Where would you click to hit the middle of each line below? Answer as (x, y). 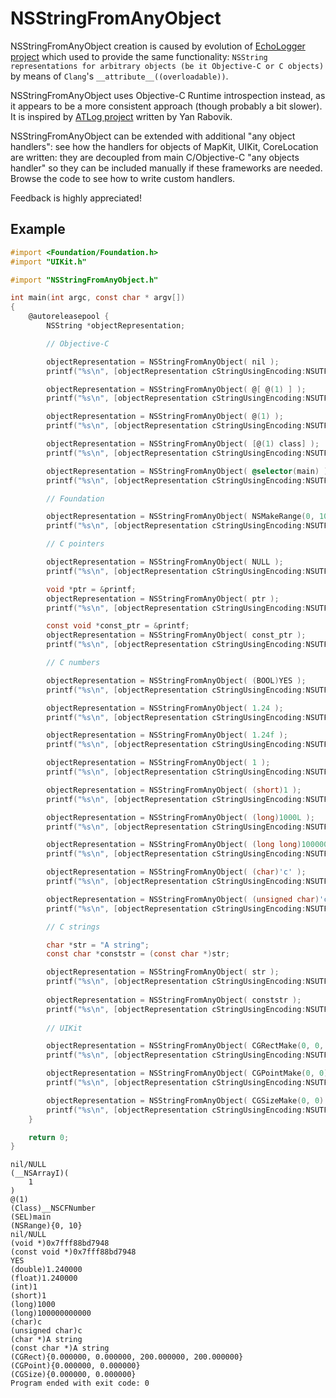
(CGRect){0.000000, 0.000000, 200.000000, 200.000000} (127, 1357)
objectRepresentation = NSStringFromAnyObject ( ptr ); (163, 598)
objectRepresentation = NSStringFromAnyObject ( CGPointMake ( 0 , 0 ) (187, 1073)
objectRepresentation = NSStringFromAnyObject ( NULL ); (165, 562)
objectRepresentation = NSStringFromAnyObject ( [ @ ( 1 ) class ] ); (183, 444)
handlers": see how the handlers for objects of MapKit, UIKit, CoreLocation (164, 146)
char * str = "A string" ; (98, 945)
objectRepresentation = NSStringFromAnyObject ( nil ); (163, 362)
